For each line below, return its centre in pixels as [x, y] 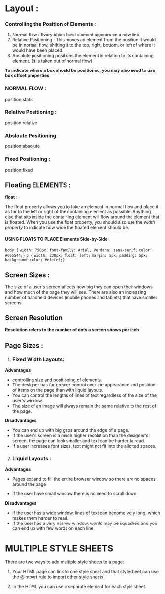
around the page [29, 484]
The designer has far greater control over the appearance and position [84, 385]
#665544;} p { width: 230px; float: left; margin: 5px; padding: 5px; [77, 255]
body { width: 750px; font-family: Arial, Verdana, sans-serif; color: [79, 250]
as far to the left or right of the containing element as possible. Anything [78, 212]
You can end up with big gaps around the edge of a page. [71, 430]
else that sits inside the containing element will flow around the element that [82, 217]
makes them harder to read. [40, 518]
